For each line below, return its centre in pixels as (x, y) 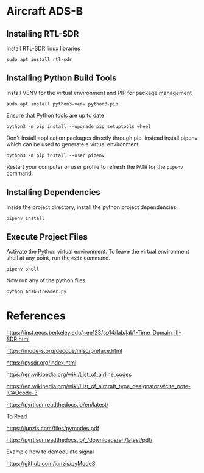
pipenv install (26, 218)
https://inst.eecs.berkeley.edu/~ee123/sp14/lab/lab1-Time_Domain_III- (94, 333)
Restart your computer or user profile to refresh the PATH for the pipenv (95, 166)
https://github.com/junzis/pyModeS (51, 464)
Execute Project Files (47, 237)
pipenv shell (23, 269)
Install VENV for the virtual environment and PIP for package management (99, 93)
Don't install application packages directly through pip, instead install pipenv (102, 138)
